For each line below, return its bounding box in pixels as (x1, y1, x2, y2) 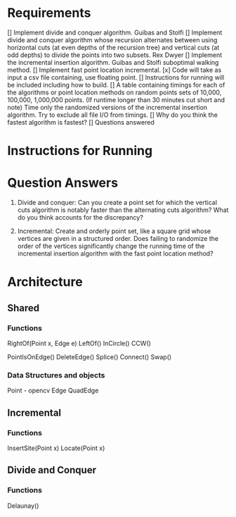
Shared (7, 301, 40, 314)
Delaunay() (7, 502, 39, 510)
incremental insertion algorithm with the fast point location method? (17, 249, 214, 258)
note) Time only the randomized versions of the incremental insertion (7, 103, 208, 111)
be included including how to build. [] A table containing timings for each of (7, 80, 225, 89)
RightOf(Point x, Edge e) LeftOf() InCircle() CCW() (7, 339, 151, 347)
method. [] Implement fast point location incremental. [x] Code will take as (7, 66, 222, 74)
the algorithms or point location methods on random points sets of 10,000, (7, 88, 222, 96)
